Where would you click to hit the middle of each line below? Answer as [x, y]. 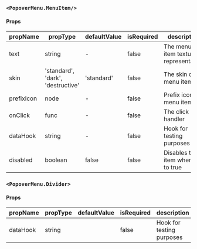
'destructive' [62, 86]
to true [173, 168]
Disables [176, 153]
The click [176, 112]
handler [174, 119]
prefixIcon [23, 98]
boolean [56, 160]
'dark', [54, 78]
